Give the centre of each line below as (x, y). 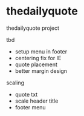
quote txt (26, 94)
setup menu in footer (41, 51)
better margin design (41, 70)
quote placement (36, 64)
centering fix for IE (38, 58)
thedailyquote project (33, 28)
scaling (15, 83)
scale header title (37, 101)
